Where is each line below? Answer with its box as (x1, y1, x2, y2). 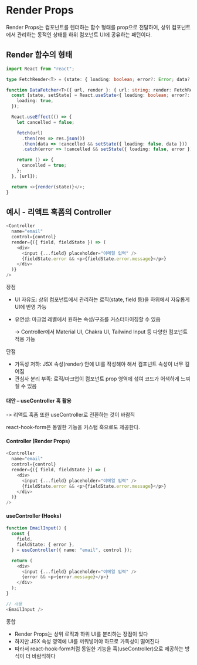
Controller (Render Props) (6, 437, 70, 444)
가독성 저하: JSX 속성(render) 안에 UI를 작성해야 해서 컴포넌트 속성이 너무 (14, 360, 184, 367)
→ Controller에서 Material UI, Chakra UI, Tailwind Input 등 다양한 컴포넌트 (14, 328, 188, 335)
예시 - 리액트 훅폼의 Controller (6, 207, 111, 217)
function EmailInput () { (6, 525, 67, 531)
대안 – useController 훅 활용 (6, 397, 72, 404)
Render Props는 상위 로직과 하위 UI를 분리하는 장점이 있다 (14, 630, 148, 637)
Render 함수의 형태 (6, 50, 72, 60)
